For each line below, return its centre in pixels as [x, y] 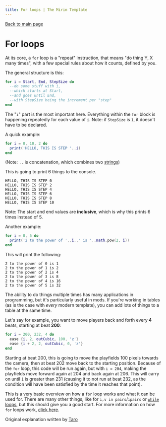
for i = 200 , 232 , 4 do [30, 335]
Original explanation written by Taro [42, 419]
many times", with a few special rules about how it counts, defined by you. [81, 63]
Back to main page [24, 24]
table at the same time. [28, 310]
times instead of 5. [24, 217]
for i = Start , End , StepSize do [40, 82]
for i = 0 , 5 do [22, 236]
